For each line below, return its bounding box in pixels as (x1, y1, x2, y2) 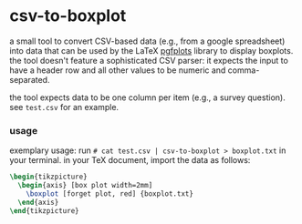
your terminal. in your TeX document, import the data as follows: (9, 155, 251, 166)
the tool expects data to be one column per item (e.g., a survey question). (9, 92, 286, 103)
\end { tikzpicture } (9, 206, 79, 215)
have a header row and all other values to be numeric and (9, 65, 226, 76)
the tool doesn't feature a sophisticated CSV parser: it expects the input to (9, 55, 289, 66)
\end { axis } (17, 198, 59, 207)
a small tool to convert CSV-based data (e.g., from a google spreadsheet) (9, 36, 286, 46)
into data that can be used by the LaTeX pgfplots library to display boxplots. (9, 45, 294, 56)
